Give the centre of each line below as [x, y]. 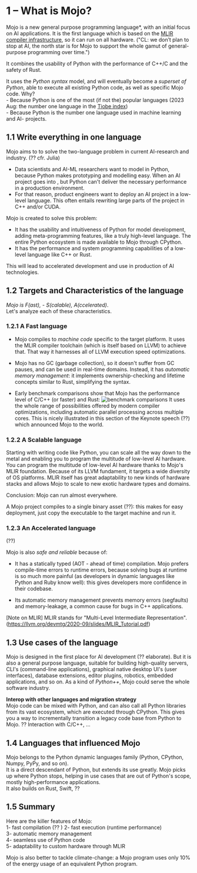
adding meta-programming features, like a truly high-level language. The [103, 235]
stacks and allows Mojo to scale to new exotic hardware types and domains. [98, 484]
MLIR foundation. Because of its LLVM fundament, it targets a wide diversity [98, 472]
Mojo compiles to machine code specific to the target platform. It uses [100, 339]
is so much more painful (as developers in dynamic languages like [94, 576]
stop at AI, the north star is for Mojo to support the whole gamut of [87, 46]
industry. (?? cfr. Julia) [33, 158]
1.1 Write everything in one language [74, 137]
